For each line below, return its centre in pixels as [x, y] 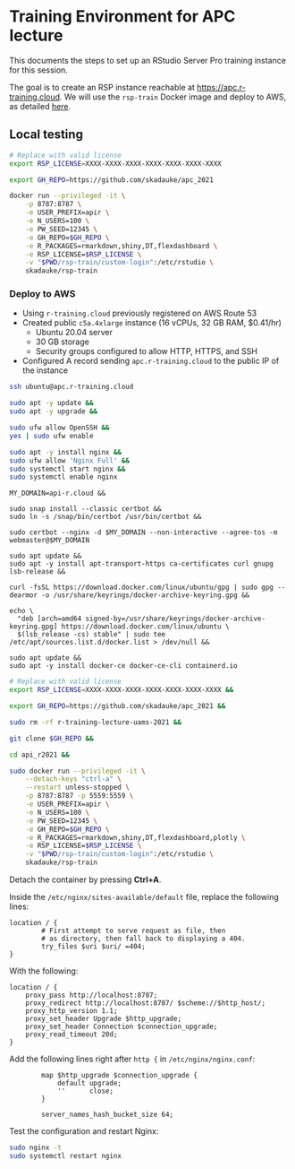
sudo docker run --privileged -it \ [77, 771]
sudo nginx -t [36, 1148]
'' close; [85, 1091]
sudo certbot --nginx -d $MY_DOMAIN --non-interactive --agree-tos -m [143, 533]
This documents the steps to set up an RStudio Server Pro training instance [147, 60]
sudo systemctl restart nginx [66, 1156]
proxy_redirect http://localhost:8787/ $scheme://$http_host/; [146, 1003]
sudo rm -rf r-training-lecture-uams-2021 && [95, 722]
